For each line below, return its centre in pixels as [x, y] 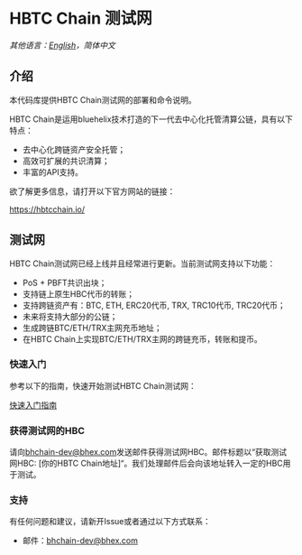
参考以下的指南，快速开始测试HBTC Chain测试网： [103, 385]
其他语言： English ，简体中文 [62, 45]
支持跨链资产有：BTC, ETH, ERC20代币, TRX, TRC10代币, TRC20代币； [154, 305]
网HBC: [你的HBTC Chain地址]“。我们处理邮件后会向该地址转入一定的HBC [146, 463]
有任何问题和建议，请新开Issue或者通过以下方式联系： [110, 522]
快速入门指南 [33, 405]
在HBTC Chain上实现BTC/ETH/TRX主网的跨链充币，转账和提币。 [142, 338]
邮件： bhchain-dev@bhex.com [80, 541]
